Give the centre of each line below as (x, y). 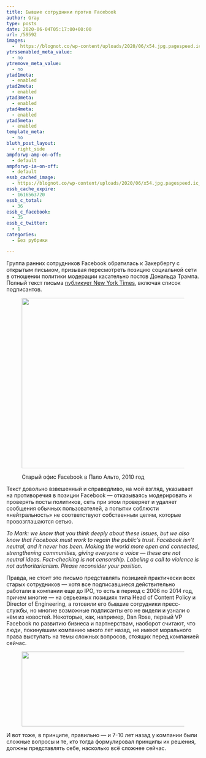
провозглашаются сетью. (40, 521)
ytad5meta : (20, 120)
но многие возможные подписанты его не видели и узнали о (110, 610)
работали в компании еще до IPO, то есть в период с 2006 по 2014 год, (100, 590)
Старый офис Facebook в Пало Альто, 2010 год (83, 477)
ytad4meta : (20, 109)
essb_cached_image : (31, 178)
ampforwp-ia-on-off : (33, 166)
